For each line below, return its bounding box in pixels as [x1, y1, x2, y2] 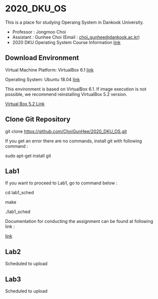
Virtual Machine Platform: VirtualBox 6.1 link [5, 67, 94, 73]
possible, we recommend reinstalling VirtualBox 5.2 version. [5, 91, 127, 97]
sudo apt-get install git [5, 153, 51, 159]
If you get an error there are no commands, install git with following [5, 138, 142, 144]
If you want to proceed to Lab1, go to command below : [5, 180, 118, 186]
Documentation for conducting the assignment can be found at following [5, 218, 154, 224]
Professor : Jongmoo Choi [12, 29, 66, 35]
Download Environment [5, 54, 79, 62]
